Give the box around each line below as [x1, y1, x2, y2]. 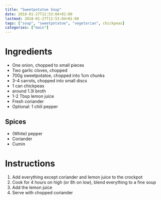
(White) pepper [12, 130, 43, 136]
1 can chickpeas [12, 83, 45, 89]
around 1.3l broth [12, 88, 46, 94]
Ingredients [5, 46, 52, 57]
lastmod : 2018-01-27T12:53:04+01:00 [5, 16, 79, 21]
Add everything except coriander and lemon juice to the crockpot [12, 174, 143, 180]
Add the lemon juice [12, 184, 52, 190]
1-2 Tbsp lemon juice [12, 93, 54, 99]
